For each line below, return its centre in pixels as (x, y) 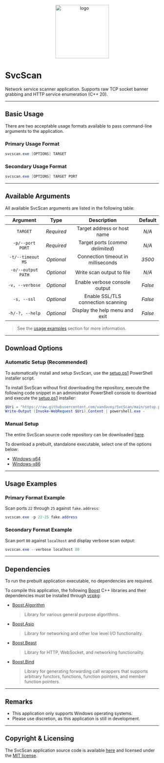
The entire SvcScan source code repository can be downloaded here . (75, 434)
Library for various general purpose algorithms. (72, 615)
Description (103, 220)
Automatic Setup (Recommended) (46, 362)
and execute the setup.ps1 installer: (41, 398)
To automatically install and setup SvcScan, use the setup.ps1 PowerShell (79, 373)
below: (12, 449)
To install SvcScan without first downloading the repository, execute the (77, 387)
